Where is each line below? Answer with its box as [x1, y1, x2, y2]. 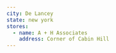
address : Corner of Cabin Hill [19, 36, 110, 43]
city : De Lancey [6, 10, 53, 17]
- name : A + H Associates [13, 29, 88, 36]
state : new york [6, 17, 53, 23]
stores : [6, 23, 29, 30]
